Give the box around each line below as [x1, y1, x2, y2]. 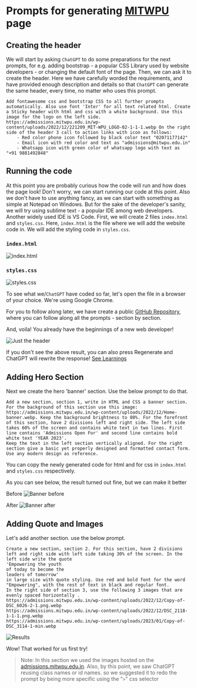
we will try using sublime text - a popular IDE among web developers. [6, 207, 174, 214]
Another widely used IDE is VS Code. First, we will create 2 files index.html [6, 213, 188, 220]
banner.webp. [6, 415, 38, 421]
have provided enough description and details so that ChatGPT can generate [6, 81, 189, 88]
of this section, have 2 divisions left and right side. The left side [6, 420, 185, 426]
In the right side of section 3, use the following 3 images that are [6, 587, 183, 594]
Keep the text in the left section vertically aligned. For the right [6, 441, 183, 447]
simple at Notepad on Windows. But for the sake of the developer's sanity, [6, 201, 186, 208]
